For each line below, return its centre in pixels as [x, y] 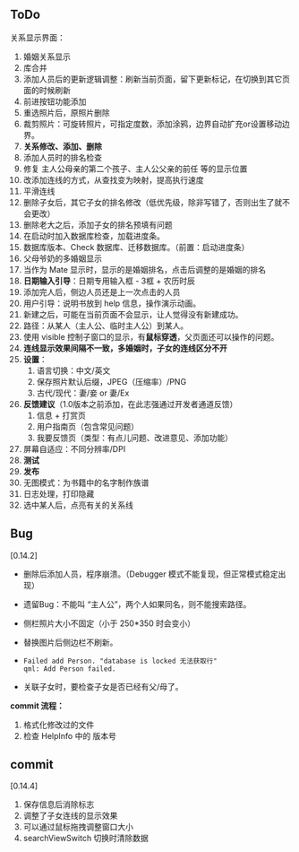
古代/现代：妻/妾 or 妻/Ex [83, 393]
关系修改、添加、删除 [62, 146]
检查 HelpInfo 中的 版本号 [70, 735]
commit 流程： [38, 705]
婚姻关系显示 [47, 57]
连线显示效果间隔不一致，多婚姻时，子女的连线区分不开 [125, 348]
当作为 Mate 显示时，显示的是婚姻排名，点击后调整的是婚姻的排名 [145, 269]
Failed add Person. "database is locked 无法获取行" [120, 661]
